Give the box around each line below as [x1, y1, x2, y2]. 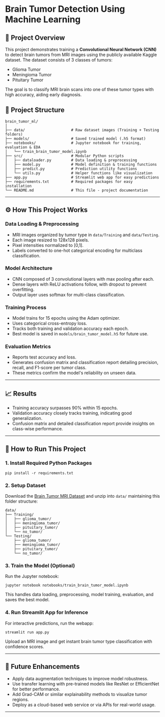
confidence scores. [5, 643, 44, 650]
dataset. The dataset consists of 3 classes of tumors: [5, 57, 113, 62]
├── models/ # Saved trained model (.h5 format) [5, 136, 146, 141]
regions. [12, 696, 29, 702]
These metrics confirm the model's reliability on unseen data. [12, 370, 137, 376]
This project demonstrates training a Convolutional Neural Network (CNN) [5, 47, 157, 52]
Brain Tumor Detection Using [5, 3, 125, 15]
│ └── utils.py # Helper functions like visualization [5, 171, 153, 176]
